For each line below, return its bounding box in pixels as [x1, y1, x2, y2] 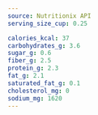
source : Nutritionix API [7, 11, 92, 20]
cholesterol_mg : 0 [7, 87, 70, 95]
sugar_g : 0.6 [7, 49, 52, 57]
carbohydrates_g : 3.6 [7, 41, 81, 49]
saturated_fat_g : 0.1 [7, 79, 81, 87]
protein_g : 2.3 [7, 64, 59, 73]
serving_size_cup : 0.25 [7, 19, 88, 28]
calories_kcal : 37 [7, 34, 70, 42]
